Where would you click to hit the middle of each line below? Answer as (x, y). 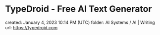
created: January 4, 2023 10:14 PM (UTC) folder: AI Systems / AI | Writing (80, 22)
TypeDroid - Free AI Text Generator (79, 9)
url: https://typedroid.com (31, 27)
